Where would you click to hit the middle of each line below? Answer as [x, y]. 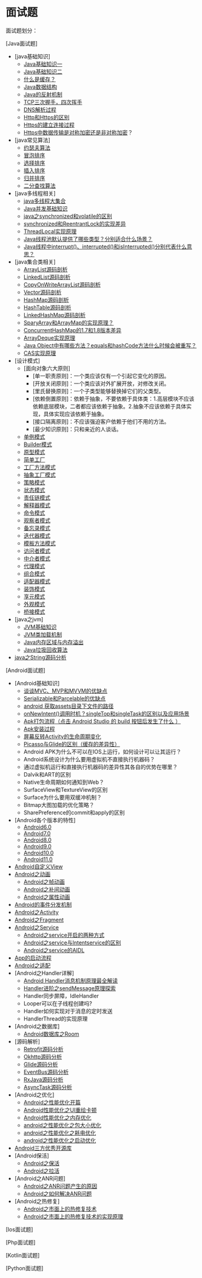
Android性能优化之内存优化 [57, 1117]
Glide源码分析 [41, 1064]
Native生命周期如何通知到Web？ [64, 782]
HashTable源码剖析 [47, 307]
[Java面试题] [22, 43]
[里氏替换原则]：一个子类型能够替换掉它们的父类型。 [98, 391]
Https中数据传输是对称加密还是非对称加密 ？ [78, 132]
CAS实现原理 [40, 353]
